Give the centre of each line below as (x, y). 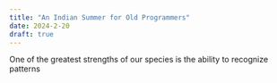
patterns (25, 69)
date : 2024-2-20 (39, 26)
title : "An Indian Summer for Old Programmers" (100, 17)
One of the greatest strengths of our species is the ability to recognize (139, 60)
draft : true (31, 34)
